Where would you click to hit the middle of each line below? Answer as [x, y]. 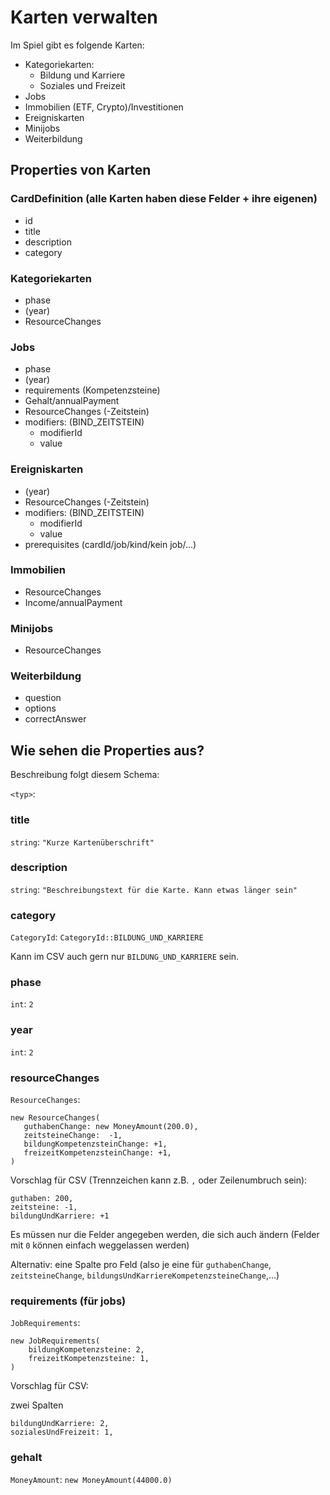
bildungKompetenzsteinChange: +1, [95, 1144]
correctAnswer [55, 719]
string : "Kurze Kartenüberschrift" [82, 842]
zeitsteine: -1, [44, 1207]
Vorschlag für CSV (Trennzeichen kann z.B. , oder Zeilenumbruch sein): [159, 1180]
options [40, 708]
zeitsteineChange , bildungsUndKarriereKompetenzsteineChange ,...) [145, 1275]
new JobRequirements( [55, 1341]
